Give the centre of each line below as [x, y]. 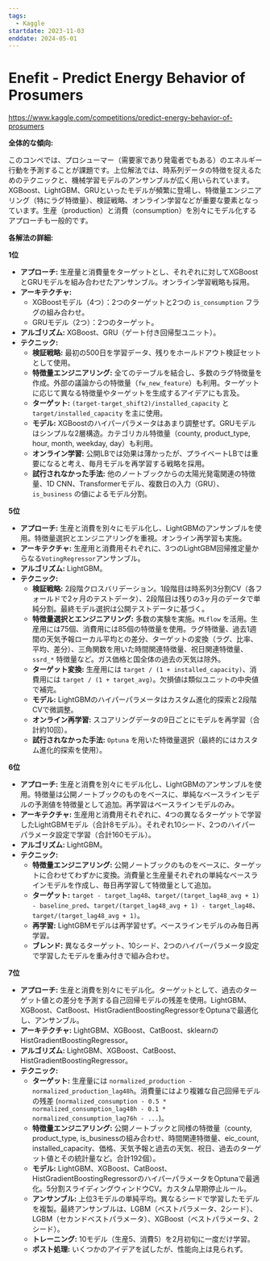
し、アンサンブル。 [52, 1021]
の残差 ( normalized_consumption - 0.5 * [99, 1101]
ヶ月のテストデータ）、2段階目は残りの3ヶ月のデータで [163, 599]
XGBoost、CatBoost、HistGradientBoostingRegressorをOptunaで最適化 [139, 1010]
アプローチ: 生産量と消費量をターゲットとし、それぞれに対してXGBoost [139, 272]
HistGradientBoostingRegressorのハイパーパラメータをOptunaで [139, 1179]
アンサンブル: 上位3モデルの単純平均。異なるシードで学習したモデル [145, 1199]
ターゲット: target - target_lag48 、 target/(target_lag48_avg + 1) [146, 896]
